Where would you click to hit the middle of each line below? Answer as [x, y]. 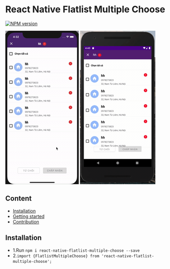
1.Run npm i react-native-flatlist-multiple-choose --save [76, 250]
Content [19, 199]
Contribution [26, 221]
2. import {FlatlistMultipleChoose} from [56, 255]
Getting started [29, 216]
